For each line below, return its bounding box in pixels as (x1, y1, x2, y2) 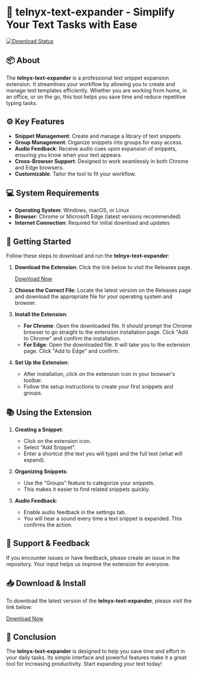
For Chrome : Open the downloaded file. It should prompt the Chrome (23, 323, 192, 330)
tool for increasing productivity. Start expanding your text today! (6, 661, 163, 668)
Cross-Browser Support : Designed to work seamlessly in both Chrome (14, 157, 189, 165)
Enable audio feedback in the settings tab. (23, 509, 126, 515)
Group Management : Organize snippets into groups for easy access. (14, 139, 183, 146)
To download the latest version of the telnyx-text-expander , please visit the (6, 597, 192, 604)
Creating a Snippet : (14, 426, 64, 433)
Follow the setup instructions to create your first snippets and (23, 383, 173, 390)
